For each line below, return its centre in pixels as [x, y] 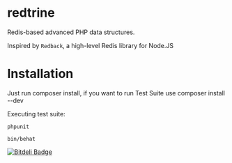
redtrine [31, 13]
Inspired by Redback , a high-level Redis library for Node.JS [91, 45]
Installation [40, 74]
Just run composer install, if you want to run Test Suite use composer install [116, 93]
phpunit [18, 127]
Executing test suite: [37, 114]
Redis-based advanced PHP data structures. [71, 32]
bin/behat [22, 139]
